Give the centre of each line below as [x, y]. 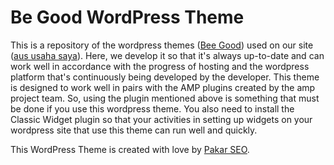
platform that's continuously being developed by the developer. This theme [165, 77]
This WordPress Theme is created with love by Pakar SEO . [130, 149]
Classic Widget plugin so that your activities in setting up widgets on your [161, 119]
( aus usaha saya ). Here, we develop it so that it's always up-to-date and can [167, 55]
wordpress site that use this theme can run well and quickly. [134, 130]
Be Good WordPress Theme [127, 17]
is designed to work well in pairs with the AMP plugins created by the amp [163, 87]
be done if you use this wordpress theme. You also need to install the [152, 108]
